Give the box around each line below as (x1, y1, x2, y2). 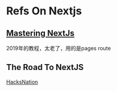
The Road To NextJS (6, 62, 84, 72)
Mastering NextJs (6, 28, 75, 38)
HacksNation (6, 78, 38, 85)
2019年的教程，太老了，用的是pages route (6, 45, 111, 51)
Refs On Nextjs (6, 4, 82, 18)
